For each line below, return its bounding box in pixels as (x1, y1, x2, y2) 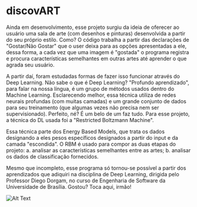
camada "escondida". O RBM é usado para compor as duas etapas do (6, 140, 176, 147)
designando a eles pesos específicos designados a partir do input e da (6, 134, 179, 141)
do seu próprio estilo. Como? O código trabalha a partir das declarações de (6, 36, 190, 43)
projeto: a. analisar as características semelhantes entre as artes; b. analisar (6, 146, 191, 154)
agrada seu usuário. (6, 61, 55, 68)
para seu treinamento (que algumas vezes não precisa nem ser (6, 104, 159, 111)
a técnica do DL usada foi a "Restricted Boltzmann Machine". (6, 116, 155, 123)
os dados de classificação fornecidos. (6, 153, 99, 160)
